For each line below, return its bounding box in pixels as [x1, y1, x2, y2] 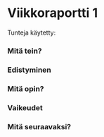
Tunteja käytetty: [7, 28, 56, 37]
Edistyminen [7, 65, 51, 75]
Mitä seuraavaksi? [7, 121, 72, 131]
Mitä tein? [7, 46, 42, 56]
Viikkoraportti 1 [7, 5, 98, 21]
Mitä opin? [7, 83, 44, 93]
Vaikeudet [7, 102, 44, 112]
